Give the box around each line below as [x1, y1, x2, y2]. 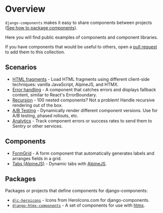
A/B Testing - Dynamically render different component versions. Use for [12, 107, 158, 113]
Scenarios [5, 63, 37, 71]
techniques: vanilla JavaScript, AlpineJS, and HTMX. [12, 81, 119, 87]
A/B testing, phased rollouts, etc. [12, 113, 79, 118]
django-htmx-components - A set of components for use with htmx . [12, 202, 145, 209]
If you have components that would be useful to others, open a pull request [5, 44, 157, 49]
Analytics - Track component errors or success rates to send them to [12, 118, 152, 123]
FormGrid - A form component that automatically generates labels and [12, 150, 155, 156]
